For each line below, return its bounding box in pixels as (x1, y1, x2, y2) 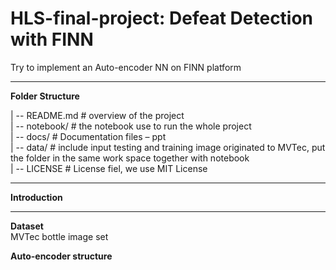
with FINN (10, 28, 94, 51)
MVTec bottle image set (10, 230, 109, 242)
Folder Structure (10, 90, 80, 102)
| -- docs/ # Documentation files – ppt (10, 130, 167, 142)
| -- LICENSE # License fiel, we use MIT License (10, 162, 208, 174)
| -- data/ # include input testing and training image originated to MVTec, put (10, 141, 326, 153)
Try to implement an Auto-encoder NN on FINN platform (10, 61, 242, 73)
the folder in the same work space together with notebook (10, 152, 250, 164)
